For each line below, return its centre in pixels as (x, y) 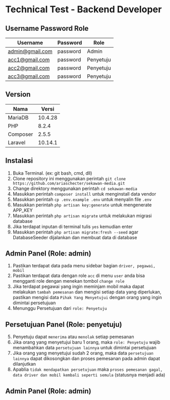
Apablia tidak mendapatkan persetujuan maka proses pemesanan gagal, (88, 369)
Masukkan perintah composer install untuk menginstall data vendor (84, 194)
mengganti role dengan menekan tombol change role (69, 281)
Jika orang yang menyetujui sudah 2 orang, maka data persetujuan (83, 353)
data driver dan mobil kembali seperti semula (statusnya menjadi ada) (89, 375)
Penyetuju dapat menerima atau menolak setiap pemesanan (73, 337)
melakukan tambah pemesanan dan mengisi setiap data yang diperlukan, (87, 292)
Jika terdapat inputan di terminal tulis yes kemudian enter (72, 226)
